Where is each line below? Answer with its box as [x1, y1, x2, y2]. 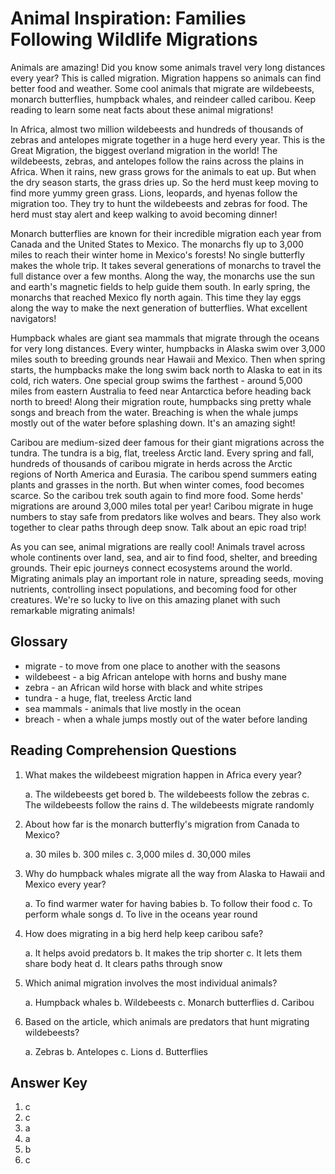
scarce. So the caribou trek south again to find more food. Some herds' [10, 489, 304, 501]
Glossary [10, 633, 68, 651]
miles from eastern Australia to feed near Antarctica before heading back [10, 385, 312, 397]
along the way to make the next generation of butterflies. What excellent [10, 302, 308, 314]
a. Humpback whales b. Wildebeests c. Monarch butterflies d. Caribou [24, 996, 315, 1008]
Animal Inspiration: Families [10, 7, 247, 30]
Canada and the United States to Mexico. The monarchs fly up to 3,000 [10, 238, 304, 250]
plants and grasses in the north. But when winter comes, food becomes [10, 478, 305, 491]
